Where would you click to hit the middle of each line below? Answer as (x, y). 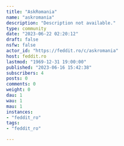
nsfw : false (21, 45)
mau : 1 (14, 106)
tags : (13, 123)
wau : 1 (14, 101)
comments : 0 (21, 84)
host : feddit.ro (26, 56)
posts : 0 (17, 78)
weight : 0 (18, 90)
